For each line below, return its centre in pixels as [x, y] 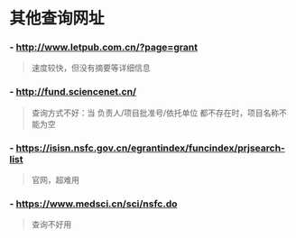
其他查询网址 [57, 18]
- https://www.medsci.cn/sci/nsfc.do [93, 204]
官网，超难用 [55, 180]
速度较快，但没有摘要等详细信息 [91, 68]
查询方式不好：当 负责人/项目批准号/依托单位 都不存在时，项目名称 [155, 113]
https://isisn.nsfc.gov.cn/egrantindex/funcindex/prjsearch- [151, 148]
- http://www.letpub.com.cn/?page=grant [104, 48]
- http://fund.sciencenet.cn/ [73, 92]
